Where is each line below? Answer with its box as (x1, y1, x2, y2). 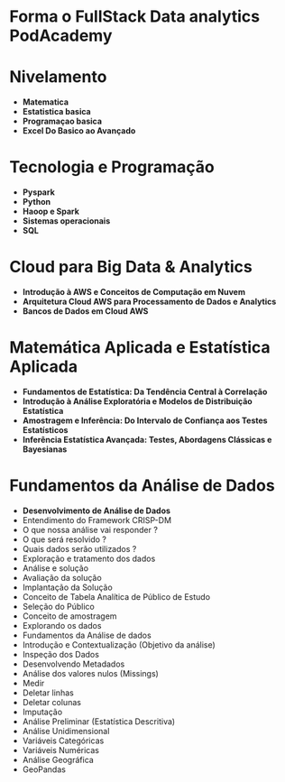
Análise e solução (22, 562, 88, 574)
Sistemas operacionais (22, 216, 111, 226)
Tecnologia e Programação (9, 157, 215, 178)
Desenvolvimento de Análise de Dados (22, 505, 171, 516)
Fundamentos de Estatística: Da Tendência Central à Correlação (22, 386, 268, 397)
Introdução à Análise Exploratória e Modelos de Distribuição (22, 395, 253, 407)
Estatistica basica (22, 106, 92, 117)
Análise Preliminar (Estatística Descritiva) (22, 715, 176, 727)
